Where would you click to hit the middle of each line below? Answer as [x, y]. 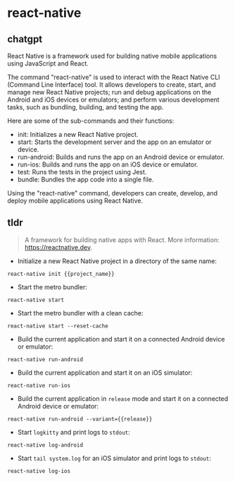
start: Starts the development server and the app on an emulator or [115, 142]
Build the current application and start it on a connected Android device [121, 339]
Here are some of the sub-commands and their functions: [91, 121]
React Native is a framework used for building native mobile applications [112, 56]
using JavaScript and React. [48, 64]
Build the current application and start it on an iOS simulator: [105, 373]
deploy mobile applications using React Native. [75, 200]
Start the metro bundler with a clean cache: [80, 313]
